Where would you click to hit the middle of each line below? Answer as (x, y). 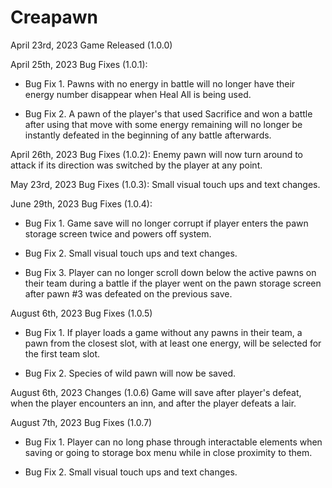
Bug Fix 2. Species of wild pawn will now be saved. (130, 373)
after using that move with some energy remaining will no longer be (163, 124)
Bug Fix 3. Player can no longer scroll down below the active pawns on (170, 272)
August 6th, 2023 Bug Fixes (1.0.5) (81, 313)
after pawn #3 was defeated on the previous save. (128, 293)
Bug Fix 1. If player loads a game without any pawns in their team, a (163, 332)
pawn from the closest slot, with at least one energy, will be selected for (173, 343)
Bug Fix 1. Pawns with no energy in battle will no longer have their (160, 83)
